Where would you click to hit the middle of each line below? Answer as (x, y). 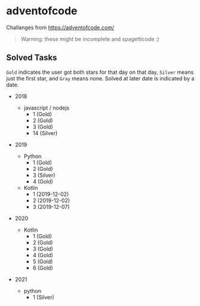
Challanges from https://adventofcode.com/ (60, 27)
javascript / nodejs (47, 108)
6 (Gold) (43, 268)
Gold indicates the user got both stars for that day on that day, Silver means (100, 72)
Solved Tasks (32, 58)
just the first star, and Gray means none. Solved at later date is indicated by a (100, 78)
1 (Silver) (44, 297)
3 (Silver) (44, 175)
